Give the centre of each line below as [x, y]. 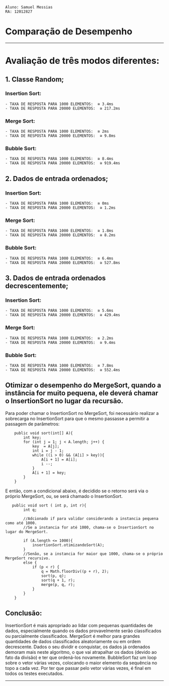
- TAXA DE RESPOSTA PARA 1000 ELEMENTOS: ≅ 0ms [57, 204]
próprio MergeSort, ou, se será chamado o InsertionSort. [64, 496]
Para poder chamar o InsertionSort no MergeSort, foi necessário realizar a [82, 413]
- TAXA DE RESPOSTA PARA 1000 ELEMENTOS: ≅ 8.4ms [59, 159]
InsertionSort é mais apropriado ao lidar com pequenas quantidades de [79, 625]
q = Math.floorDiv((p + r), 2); [75, 571]
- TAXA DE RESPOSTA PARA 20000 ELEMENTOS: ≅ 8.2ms [60, 235]
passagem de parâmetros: [32, 424]
